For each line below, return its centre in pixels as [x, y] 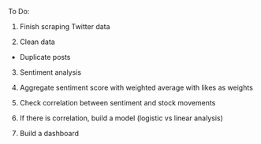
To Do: [19, 11]
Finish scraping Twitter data [65, 26]
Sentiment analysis [50, 72]
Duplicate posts [45, 57]
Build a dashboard [49, 133]
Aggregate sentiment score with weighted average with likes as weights [136, 87]
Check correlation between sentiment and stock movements [117, 103]
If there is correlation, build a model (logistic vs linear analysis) [121, 118]
